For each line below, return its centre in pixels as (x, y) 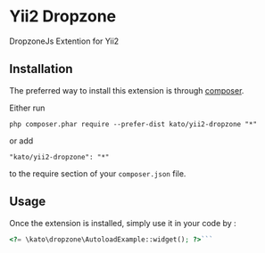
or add (21, 141)
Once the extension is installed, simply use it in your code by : (123, 223)
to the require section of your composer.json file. (98, 173)
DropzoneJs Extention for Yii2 (64, 41)
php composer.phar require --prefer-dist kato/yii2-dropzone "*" (133, 124)
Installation (41, 69)
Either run (27, 108)
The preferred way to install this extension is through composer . (127, 90)
